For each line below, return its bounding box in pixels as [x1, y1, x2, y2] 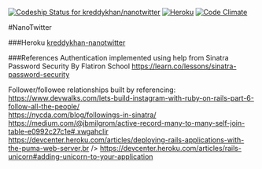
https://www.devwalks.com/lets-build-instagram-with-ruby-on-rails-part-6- [8, 94, 254, 102]
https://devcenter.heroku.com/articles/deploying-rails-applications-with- [8, 135, 245, 145]
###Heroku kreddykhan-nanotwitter [8, 38, 126, 47]
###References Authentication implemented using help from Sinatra [8, 53, 230, 62]
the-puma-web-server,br [8, 144, 90, 152]
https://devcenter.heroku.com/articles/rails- [99, 144, 242, 152]
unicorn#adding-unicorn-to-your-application [8, 152, 153, 161]
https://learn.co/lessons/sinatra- [131, 61, 237, 71]
